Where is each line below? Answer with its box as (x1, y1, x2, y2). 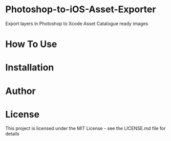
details (5, 131, 19, 137)
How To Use (5, 38, 57, 50)
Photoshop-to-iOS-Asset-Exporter (5, 4, 156, 15)
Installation (5, 62, 54, 74)
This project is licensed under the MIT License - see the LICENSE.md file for (5, 125, 166, 131)
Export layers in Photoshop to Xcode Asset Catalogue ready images (5, 20, 148, 27)
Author (5, 85, 36, 97)
